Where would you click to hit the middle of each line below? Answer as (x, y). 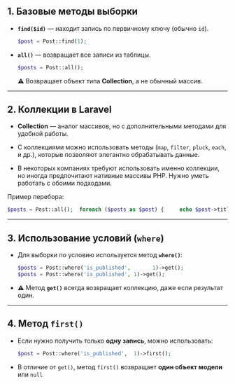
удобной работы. (43, 134)
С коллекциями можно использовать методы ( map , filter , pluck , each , (122, 147)
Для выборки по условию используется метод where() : (100, 255)
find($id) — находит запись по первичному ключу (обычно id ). (113, 28)
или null (30, 374)
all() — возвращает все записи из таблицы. (84, 55)
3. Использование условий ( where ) (86, 238)
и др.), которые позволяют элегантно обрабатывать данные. (108, 155)
